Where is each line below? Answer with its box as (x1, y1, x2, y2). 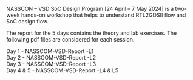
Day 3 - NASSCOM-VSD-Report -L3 (6, 60, 96, 67)
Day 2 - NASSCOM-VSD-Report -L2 (6, 54, 96, 61)
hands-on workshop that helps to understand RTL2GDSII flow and (21, 11, 186, 19)
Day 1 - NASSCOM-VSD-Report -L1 (6, 48, 94, 55)
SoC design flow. (6, 18, 49, 25)
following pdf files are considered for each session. (6, 36, 135, 43)
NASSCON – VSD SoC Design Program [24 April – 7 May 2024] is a (6, 5, 174, 12)
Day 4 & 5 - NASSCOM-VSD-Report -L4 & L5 (6, 67, 119, 74)
